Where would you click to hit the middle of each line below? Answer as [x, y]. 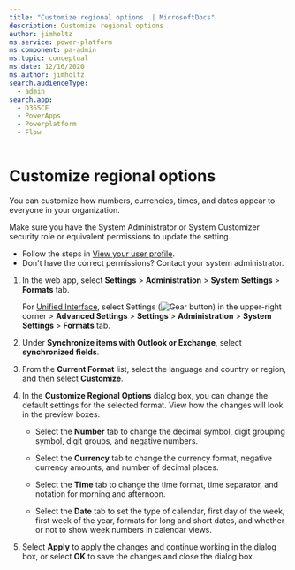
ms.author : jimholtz [47, 75]
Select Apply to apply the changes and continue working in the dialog [149, 547]
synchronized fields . [61, 352]
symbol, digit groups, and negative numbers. [117, 441]
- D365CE [33, 108]
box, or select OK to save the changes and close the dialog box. [138, 556]
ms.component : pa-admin [53, 50]
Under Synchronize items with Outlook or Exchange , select [132, 342]
